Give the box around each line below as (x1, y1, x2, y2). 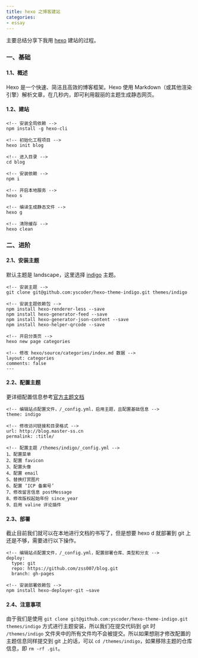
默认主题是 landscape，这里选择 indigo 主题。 (6, 271, 119, 278)
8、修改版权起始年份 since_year (6, 495, 78, 502)
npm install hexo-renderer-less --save (6, 306, 105, 312)
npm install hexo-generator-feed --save (6, 311, 108, 317)
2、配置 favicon (6, 458, 44, 464)
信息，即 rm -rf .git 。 (6, 645, 64, 652)
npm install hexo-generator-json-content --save (6, 316, 129, 322)
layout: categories (6, 355, 55, 361)
